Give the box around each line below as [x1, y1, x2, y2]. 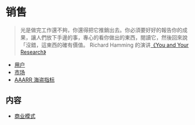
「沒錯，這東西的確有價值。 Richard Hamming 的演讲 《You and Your [20, 41, 189, 48]
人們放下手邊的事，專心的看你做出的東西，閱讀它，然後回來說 [36, 33, 188, 41]
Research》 [20, 48, 47, 56]
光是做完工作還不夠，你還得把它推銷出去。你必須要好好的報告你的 [20, 26, 182, 33]
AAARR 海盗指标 [14, 76, 55, 83]
